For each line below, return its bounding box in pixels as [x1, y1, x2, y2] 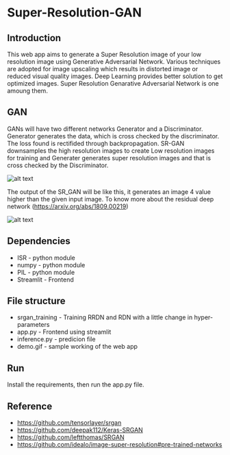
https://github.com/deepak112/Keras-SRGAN [16, 426, 144, 434]
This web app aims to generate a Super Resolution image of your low [7, 50, 202, 58]
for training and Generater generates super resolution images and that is [7, 153, 211, 162]
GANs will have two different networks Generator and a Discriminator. [7, 125, 203, 133]
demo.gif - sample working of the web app [16, 343, 138, 351]
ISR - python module [16, 254, 75, 262]
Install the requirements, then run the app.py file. [7, 380, 144, 389]
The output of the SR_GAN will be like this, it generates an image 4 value [7, 187, 211, 196]
